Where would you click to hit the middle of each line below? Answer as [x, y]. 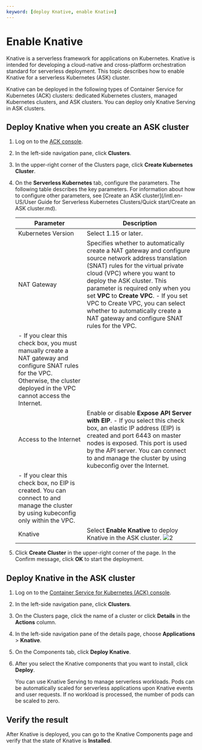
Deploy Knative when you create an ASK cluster [98, 127]
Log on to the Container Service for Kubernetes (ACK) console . [93, 592]
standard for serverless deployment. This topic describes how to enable [95, 71]
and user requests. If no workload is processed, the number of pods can [105, 695]
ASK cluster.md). [36, 209]
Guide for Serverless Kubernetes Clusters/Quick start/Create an [117, 202]
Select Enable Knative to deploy [133, 530]
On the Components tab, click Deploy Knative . [73, 652]
